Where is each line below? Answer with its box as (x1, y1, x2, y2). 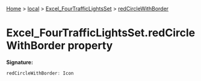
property (67, 39, 113, 53)
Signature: (6, 58, 33, 65)
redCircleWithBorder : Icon (6, 70, 74, 76)
